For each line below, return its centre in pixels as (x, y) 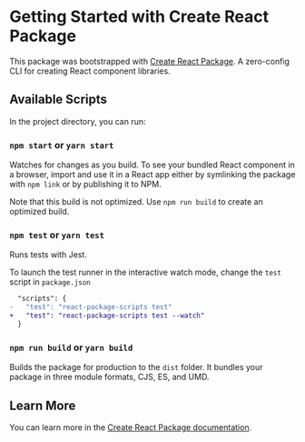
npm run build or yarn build (71, 347)
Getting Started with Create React (139, 17)
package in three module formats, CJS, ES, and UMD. (109, 377)
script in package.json (50, 282)
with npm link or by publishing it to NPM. (85, 185)
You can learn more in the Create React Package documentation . (131, 427)
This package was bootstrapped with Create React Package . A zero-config (150, 61)
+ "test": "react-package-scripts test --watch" (107, 316)
